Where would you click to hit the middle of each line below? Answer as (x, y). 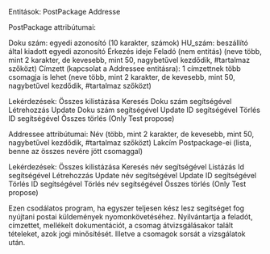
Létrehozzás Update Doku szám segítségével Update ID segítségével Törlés (134, 110)
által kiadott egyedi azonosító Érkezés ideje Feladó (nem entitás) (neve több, (135, 51)
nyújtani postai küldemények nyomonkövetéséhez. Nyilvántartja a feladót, (131, 217)
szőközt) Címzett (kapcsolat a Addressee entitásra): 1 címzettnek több (125, 69)
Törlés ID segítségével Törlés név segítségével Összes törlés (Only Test (127, 184)
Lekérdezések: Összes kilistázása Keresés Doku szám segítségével (120, 101)
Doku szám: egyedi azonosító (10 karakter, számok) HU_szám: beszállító (128, 43)
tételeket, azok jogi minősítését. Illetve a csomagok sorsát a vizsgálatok (127, 234)
